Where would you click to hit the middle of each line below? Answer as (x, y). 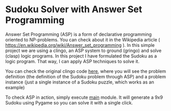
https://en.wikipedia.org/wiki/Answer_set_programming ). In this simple (80, 45)
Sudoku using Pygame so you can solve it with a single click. (69, 102)
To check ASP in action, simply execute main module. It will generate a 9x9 (84, 97)
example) (15, 87)
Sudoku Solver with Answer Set (74, 9)
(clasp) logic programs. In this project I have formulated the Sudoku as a (81, 56)
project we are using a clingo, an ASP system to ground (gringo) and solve (83, 50)
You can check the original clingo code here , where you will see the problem (86, 71)
